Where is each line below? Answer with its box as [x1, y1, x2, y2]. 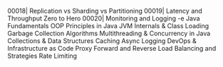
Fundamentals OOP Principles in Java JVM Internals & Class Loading [7, 22, 209, 30]
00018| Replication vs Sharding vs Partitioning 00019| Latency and [7, 7, 203, 15]
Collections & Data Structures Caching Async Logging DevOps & [7, 37, 197, 45]
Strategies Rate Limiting [7, 51, 77, 60]
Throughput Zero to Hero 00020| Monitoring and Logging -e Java [7, 14, 201, 23]
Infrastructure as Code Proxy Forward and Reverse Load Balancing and [7, 44, 217, 52]
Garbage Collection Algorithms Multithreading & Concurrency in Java [7, 29, 211, 37]
